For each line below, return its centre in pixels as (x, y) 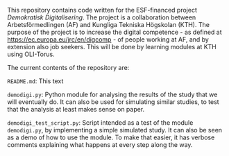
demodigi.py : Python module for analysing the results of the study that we (112, 94)
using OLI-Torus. (31, 54)
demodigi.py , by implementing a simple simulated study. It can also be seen (115, 130)
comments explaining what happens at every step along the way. (100, 145)
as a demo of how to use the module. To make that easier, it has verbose (111, 137)
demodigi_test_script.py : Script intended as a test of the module (100, 123)
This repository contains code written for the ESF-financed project (102, 10)
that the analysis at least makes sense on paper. (76, 109)
